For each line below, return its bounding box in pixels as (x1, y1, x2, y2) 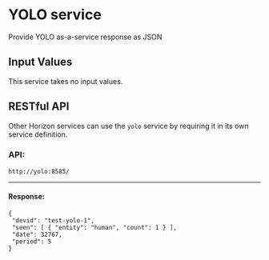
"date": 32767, (11, 230, 62, 239)
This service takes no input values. (8, 76, 123, 86)
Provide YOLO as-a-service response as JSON (8, 32, 163, 42)
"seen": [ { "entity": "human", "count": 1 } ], (11, 224, 178, 232)
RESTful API (8, 100, 70, 114)
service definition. (8, 130, 68, 139)
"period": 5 (11, 238, 52, 246)
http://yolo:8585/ (8, 167, 70, 175)
